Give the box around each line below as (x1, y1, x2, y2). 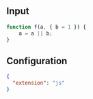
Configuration (6, 55, 68, 67)
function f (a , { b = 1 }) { (6, 23, 87, 30)
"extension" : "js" (12, 80, 66, 87)
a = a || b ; (18, 30, 53, 37)
